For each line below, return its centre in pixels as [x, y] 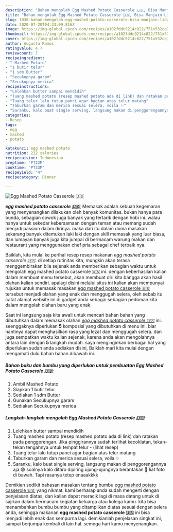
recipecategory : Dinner [31, 177]
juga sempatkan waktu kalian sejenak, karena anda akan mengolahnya [80, 337]
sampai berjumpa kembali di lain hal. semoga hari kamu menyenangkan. [82, 524]
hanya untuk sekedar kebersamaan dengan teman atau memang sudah [81, 223]
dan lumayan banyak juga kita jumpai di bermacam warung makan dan [80, 240]
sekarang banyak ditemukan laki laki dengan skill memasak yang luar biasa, [85, 234]
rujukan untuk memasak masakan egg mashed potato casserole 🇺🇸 [78, 288]
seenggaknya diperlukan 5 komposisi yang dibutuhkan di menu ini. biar [81, 326]
